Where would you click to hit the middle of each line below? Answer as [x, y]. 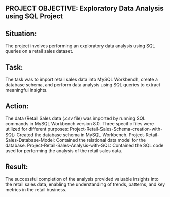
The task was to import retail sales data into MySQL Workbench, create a [82, 79]
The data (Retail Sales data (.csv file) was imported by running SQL [75, 118]
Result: [17, 167]
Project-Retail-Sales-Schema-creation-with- [116, 129]
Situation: [21, 33]
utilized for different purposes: [37, 129]
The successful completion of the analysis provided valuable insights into [82, 179]
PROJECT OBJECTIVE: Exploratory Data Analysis [84, 8]
